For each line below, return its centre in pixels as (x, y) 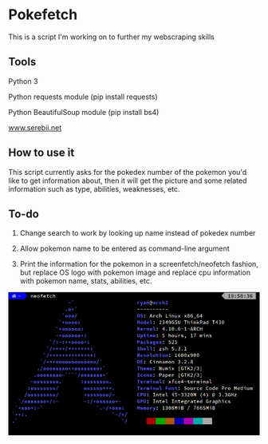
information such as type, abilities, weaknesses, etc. (95, 188)
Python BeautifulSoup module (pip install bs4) (84, 112)
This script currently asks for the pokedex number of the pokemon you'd (128, 172)
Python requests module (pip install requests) (83, 97)
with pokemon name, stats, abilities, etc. (86, 281)
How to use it (41, 153)
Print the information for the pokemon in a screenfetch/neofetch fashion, (139, 264)
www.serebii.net (35, 127)
